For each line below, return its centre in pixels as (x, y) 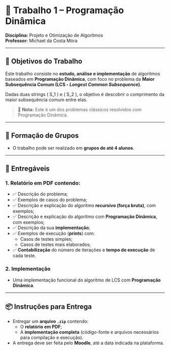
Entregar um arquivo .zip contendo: (50, 322)
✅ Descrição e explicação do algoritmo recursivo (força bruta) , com (84, 206)
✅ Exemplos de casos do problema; (50, 200)
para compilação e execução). (52, 338)
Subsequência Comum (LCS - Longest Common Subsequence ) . (73, 84)
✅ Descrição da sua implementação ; (51, 228)
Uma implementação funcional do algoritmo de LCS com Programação (87, 280)
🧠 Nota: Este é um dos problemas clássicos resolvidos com (79, 109)
